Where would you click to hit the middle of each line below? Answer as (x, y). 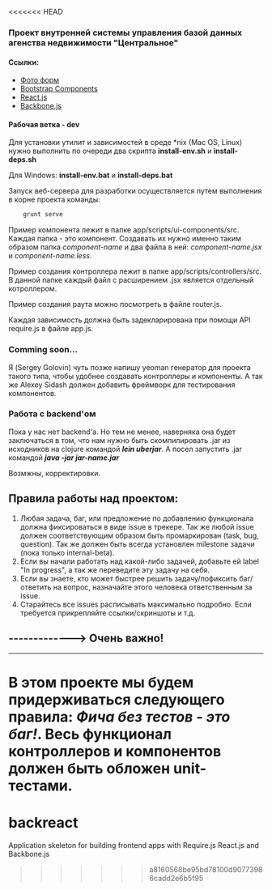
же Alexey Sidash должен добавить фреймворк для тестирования (122, 385)
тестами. (40, 786)
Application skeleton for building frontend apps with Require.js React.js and (134, 845)
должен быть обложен (89, 768)
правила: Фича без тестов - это (119, 717)
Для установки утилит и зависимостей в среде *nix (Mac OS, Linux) (125, 143)
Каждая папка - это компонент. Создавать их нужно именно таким (125, 239)
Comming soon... (43, 350)
